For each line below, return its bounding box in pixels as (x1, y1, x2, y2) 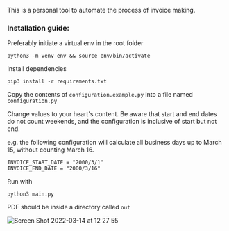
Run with (7, 177, 33, 186)
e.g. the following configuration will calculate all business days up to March (7, 138, 222, 147)
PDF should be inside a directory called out (7, 203, 130, 212)
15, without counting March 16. (7, 145, 94, 154)
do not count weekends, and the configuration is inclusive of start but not (7, 118, 217, 126)
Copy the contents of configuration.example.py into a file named (7, 90, 193, 99)
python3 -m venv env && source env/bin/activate (7, 52, 151, 60)
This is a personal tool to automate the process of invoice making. (7, 6, 196, 14)
